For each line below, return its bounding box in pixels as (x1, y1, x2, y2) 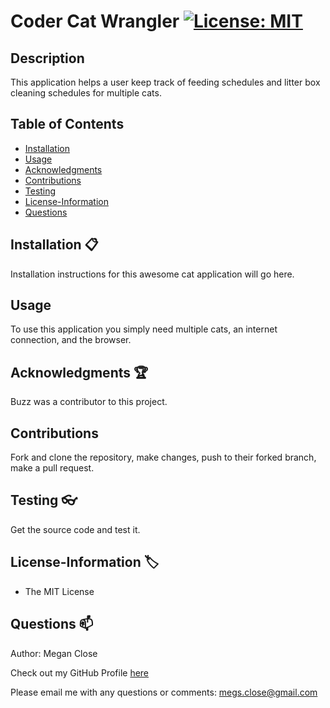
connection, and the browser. (10, 334, 132, 346)
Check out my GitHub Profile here (10, 666, 150, 679)
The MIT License (24, 585, 95, 597)
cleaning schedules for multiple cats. (10, 87, 162, 99)
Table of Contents (10, 116, 125, 133)
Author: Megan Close (10, 647, 98, 659)
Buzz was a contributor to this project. (10, 396, 168, 408)
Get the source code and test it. (10, 523, 141, 535)
